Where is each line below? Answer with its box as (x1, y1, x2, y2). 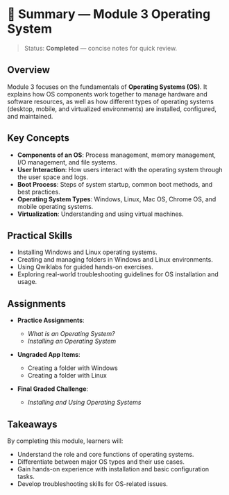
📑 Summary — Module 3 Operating (7, 6, 211, 22)
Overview (7, 64, 51, 76)
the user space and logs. (17, 173, 89, 181)
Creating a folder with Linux (27, 371, 108, 380)
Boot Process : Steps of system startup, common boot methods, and (17, 180, 213, 188)
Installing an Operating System (27, 337, 117, 346)
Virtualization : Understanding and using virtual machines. (17, 210, 184, 218)
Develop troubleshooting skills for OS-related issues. (17, 480, 169, 488)
